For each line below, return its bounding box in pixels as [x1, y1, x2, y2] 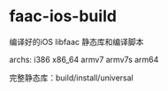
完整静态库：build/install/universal [9, 72, 134, 83]
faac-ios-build [9, 6, 118, 27]
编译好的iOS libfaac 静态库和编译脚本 [9, 36, 144, 47]
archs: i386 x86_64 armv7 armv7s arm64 [9, 54, 159, 64]
